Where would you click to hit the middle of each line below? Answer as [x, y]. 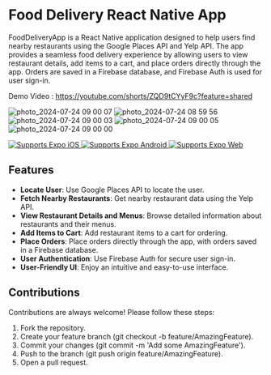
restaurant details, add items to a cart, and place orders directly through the [135, 63]
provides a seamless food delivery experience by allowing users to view [128, 54]
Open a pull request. [54, 362]
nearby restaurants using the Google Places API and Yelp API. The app [126, 45]
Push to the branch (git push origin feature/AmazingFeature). [122, 353]
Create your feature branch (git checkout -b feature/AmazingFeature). [137, 336]
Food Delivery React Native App [117, 15]
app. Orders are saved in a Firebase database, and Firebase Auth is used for [135, 71]
